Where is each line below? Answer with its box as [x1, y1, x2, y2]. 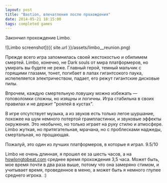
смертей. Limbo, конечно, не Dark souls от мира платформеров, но [5, 59, 148, 65]
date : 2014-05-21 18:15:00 [5, 16, 61, 21]
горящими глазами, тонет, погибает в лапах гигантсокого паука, [5, 70, 143, 76]
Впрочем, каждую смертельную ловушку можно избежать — [5, 90, 137, 96]
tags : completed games [5, 21, 52, 26]
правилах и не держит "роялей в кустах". [5, 101, 94, 107]
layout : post [5, 7, 32, 12]
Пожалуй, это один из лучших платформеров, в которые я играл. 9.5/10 [5, 142, 158, 148]
